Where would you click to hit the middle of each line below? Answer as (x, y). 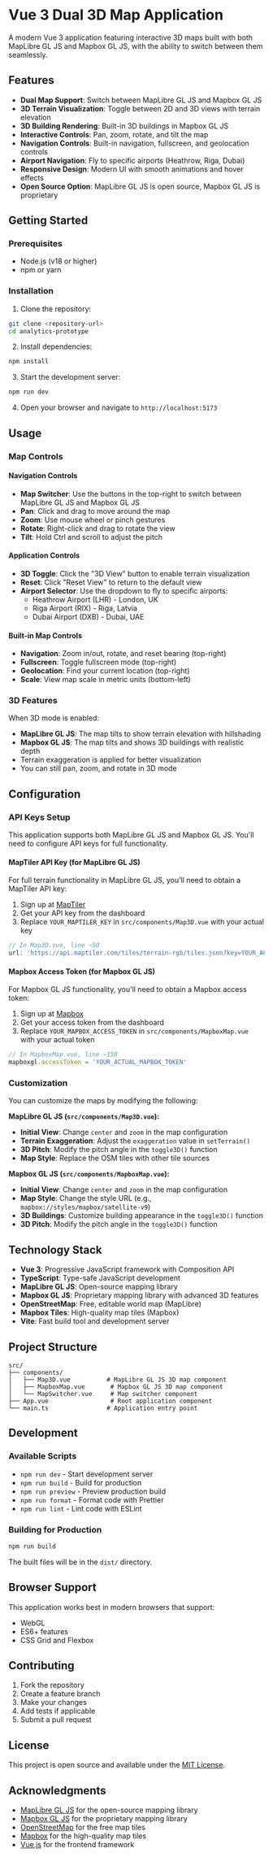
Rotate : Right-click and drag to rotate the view (98, 528)
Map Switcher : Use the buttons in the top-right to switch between (131, 494)
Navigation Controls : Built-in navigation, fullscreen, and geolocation (134, 143)
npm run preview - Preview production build (93, 1491)
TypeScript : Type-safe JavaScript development (100, 1278)
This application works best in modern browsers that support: (112, 1607)
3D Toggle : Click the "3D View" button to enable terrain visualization (135, 573)
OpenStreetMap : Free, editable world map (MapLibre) (110, 1304)
